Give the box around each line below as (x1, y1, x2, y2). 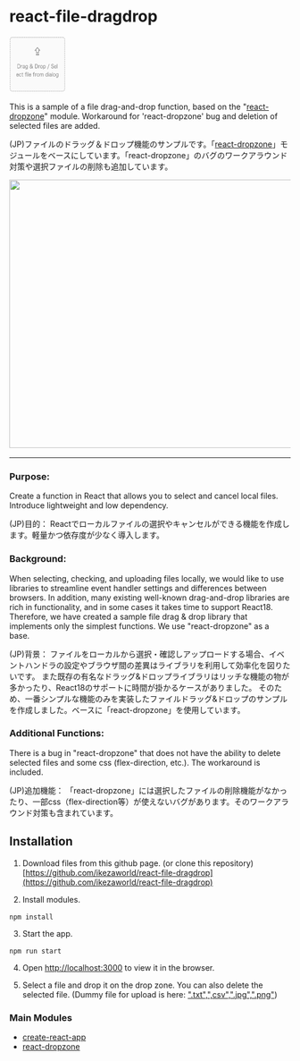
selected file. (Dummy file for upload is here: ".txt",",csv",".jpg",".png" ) (21, 989, 278, 999)
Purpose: (9, 470, 51, 482)
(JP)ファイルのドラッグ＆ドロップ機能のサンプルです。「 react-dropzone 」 (9, 139, 280, 149)
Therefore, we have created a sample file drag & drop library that (9, 611, 248, 622)
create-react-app (21, 1031, 87, 1042)
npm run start (9, 946, 62, 955)
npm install (9, 912, 54, 921)
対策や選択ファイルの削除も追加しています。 (9, 161, 173, 172)
